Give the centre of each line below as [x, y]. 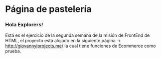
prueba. [13, 51]
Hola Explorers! [24, 25]
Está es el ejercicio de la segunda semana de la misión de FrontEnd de [78, 35]
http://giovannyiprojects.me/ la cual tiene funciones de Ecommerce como [80, 46]
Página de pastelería [48, 9]
